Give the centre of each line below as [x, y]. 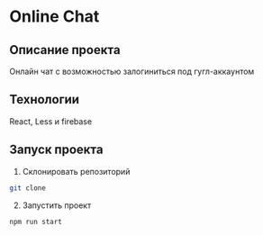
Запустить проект [57, 205]
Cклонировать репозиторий [76, 171]
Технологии [44, 99]
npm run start [36, 221]
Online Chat [54, 17]
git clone [28, 188]
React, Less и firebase [51, 121]
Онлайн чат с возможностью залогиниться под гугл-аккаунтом [132, 71]
